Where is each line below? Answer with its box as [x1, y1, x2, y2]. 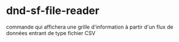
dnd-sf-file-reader [6, 4, 100, 17]
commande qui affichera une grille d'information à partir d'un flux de [6, 23, 174, 30]
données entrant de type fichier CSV [6, 29, 96, 36]
